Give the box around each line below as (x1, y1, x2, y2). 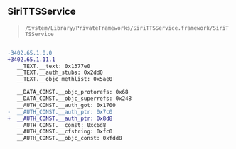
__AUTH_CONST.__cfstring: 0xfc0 (16, 128, 113, 136)
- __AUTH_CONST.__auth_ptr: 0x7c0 (7, 108, 113, 116)
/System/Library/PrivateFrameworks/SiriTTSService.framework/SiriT (24, 24, 229, 31)
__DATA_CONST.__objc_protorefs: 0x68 (16, 89, 129, 96)
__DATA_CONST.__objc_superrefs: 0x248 (16, 95, 132, 102)
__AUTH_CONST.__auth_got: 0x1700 (16, 101, 116, 109)
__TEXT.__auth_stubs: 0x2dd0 (16, 69, 103, 77)
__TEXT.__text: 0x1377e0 (16, 62, 91, 70)
